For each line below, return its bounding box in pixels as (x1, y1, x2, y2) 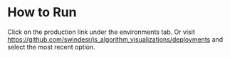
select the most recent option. (7, 42, 95, 51)
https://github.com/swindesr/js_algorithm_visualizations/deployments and (7, 35, 224, 43)
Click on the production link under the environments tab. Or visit (7, 28, 195, 36)
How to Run (7, 4, 77, 21)
